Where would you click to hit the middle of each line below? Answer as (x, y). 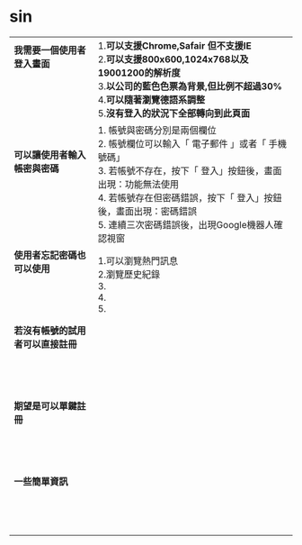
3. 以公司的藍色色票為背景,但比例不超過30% (190, 86)
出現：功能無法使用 (138, 184)
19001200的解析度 (139, 72)
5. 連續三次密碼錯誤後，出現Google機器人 (186, 224)
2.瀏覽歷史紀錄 (129, 274)
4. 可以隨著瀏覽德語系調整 (151, 99)
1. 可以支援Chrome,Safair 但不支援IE (174, 45)
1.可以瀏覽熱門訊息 (138, 260)
